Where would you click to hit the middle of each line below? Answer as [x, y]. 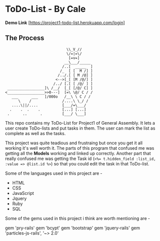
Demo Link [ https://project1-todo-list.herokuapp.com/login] [65, 23]
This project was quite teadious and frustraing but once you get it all [74, 143]
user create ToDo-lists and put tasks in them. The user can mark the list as [80, 128]
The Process [25, 38]
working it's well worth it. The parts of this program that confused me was [80, 148]
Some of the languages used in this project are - [54, 173]
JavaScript [23, 193]
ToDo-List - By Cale [46, 9]
